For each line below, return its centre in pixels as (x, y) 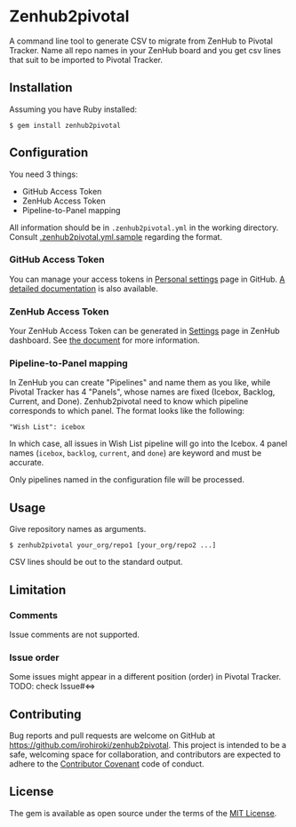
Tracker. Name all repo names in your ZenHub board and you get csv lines (145, 50)
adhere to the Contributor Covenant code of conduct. (107, 764)
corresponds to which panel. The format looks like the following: (127, 411)
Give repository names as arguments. (78, 529)
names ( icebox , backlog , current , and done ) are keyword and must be (136, 453)
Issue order (34, 657)
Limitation (38, 589)
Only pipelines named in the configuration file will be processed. (127, 480)
